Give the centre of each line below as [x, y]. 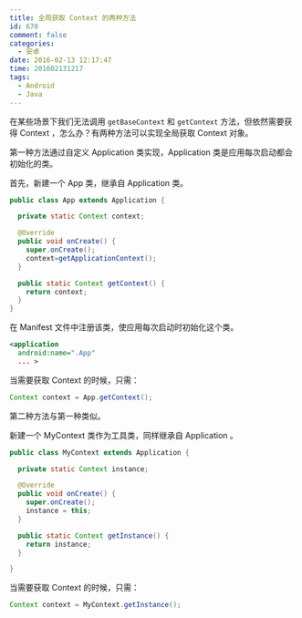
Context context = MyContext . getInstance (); [95, 605]
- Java [30, 94]
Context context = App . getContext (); [81, 397]
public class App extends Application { [88, 200]
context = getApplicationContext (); [91, 258]
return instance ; [59, 544]
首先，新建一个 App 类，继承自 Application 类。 [99, 182]
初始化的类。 [33, 163]
